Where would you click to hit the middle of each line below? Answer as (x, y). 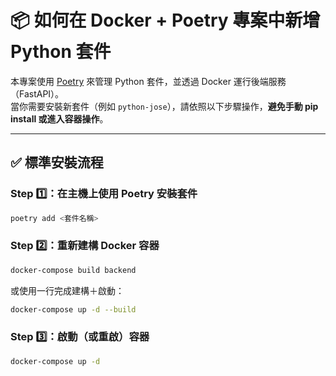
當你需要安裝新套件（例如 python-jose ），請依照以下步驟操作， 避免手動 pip (164, 106)
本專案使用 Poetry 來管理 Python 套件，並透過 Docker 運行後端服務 (148, 81)
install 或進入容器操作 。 (59, 118)
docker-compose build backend (73, 270)
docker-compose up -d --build (73, 309)
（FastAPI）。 (37, 93)
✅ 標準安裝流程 (57, 162)
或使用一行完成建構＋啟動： (67, 290)
